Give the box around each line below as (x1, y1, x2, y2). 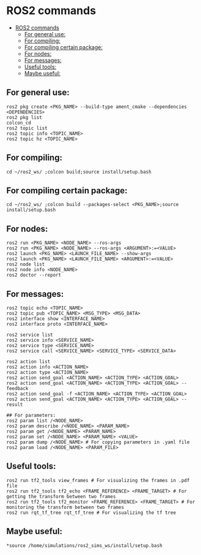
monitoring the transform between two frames (6, 504, 124, 510)
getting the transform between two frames (6, 493, 116, 500)
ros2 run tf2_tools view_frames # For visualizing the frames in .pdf (6, 477, 190, 483)
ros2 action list (6, 359, 51, 365)
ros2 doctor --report (6, 272, 62, 278)
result (6, 402, 23, 408)
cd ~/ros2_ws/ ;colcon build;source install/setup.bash (6, 169, 152, 175)
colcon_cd (6, 120, 32, 126)
